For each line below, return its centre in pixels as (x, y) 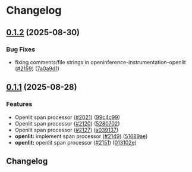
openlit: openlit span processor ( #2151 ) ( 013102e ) (75, 142)
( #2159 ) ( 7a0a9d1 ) (37, 68)
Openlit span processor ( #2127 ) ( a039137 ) (67, 130)
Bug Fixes (21, 49)
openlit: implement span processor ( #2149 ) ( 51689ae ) (81, 136)
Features (19, 104)
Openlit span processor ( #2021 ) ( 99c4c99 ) (67, 117)
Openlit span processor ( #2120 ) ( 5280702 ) (67, 123)
